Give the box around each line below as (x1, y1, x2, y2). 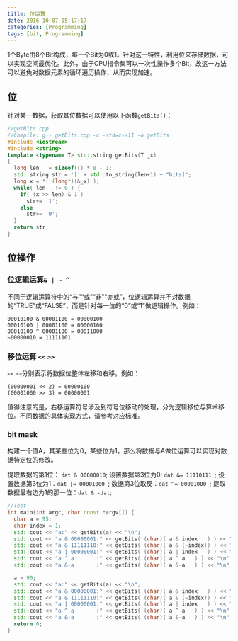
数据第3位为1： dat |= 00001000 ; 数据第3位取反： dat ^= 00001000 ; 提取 (13, 480, 226, 488)
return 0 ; (13, 620, 42, 628)
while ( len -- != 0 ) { (13, 184, 81, 191)
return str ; (13, 224, 50, 231)
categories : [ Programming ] (7, 23, 87, 30)
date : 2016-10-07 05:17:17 (7, 17, 87, 24)
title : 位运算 (7, 10, 46, 18)
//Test (7, 502, 27, 510)
